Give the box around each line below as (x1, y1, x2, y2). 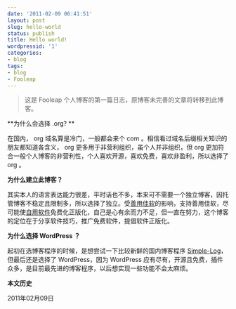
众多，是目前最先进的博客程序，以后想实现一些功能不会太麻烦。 (7, 264, 192, 272)
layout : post (7, 17, 46, 24)
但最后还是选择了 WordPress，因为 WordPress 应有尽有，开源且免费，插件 (7, 256, 223, 264)
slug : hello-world (7, 23, 61, 30)
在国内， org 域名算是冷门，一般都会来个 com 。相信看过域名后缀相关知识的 (7, 134, 228, 143)
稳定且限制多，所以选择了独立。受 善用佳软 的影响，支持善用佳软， (31, 199, 223, 208)
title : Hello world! (7, 37, 68, 44)
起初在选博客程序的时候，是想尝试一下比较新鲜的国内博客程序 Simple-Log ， (7, 246, 228, 255)
